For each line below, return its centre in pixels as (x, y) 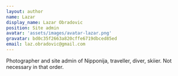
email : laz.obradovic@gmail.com (46, 44)
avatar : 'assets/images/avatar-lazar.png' (59, 33)
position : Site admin (33, 28)
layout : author (25, 11)
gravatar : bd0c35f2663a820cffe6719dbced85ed (62, 39)
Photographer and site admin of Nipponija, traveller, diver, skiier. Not (89, 61)
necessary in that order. (35, 67)
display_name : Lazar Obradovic (44, 22)
